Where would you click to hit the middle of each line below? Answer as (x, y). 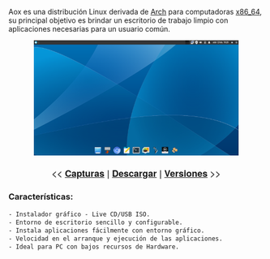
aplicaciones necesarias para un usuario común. (89, 29)
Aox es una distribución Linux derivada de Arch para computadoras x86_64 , (135, 12)
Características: (41, 196)
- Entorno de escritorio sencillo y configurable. (96, 222)
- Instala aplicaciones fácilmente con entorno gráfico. (107, 231)
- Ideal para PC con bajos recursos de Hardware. (94, 247)
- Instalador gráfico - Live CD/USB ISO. (79, 214)
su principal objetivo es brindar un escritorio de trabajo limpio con (118, 20)
